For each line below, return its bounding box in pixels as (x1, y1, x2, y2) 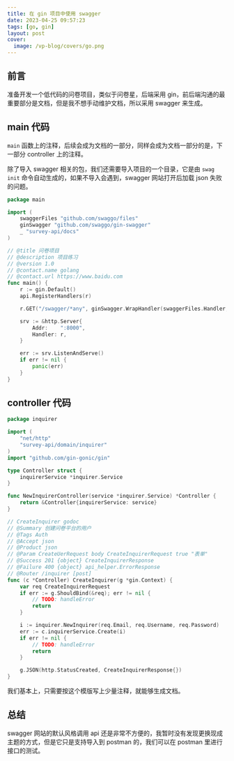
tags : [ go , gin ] (7, 23, 54, 30)
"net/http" (19, 435, 52, 442)
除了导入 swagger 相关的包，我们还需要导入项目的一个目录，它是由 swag (7, 165, 214, 173)
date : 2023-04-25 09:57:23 (7, 17, 86, 24)
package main (7, 196, 45, 203)
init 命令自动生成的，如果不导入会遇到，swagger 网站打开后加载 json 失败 (7, 173, 223, 182)
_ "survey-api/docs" (19, 228, 79, 235)
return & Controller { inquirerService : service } (19, 499, 157, 506)
